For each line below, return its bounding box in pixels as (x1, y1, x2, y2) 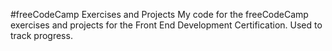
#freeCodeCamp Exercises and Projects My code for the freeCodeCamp (10, 9, 309, 20)
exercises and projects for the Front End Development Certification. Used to (10, 19, 323, 31)
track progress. (10, 30, 73, 41)
